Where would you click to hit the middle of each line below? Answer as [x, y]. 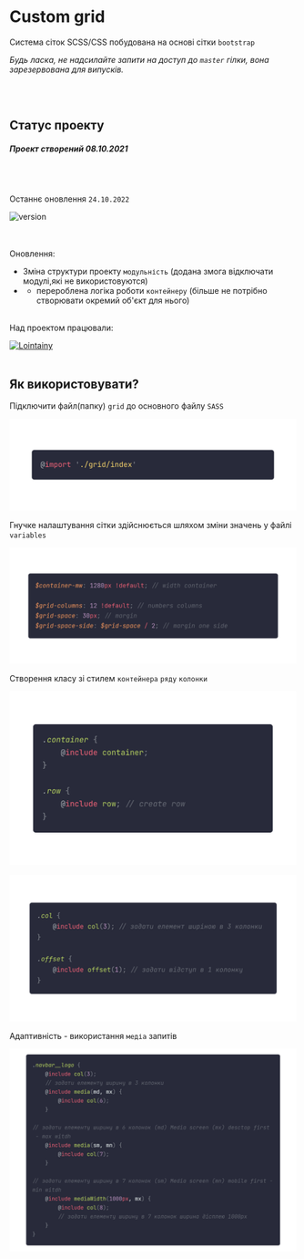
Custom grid [57, 17]
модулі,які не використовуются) [85, 281]
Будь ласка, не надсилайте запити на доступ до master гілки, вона [140, 59]
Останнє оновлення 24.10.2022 [70, 199]
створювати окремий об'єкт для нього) [113, 301]
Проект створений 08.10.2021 [69, 149]
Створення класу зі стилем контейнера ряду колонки [108, 679]
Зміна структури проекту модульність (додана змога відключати [148, 272]
